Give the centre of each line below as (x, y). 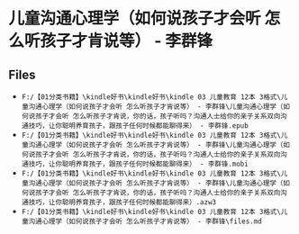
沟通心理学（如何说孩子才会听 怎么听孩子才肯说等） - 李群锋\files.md (145, 221)
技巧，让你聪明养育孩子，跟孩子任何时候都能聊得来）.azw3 (122, 202)
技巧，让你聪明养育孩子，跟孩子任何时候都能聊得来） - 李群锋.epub (138, 126)
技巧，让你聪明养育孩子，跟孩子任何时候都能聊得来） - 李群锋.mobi (138, 164)
